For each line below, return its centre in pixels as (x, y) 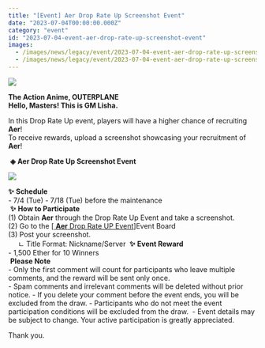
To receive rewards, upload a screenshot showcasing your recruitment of (127, 137)
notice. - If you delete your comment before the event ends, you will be (123, 294)
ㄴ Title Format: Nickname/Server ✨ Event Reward (101, 244)
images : (21, 45)
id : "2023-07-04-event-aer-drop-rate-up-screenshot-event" (107, 38)
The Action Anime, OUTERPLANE (63, 96)
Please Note (30, 261)
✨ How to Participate (45, 208)
